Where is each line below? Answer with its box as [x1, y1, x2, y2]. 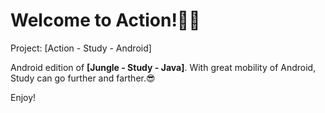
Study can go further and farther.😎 [10, 72, 156, 84]
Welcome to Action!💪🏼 [10, 9, 201, 32]
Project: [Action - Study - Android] [10, 42, 152, 54]
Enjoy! [10, 91, 37, 103]
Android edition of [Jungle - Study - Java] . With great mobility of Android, [10, 61, 317, 73]
